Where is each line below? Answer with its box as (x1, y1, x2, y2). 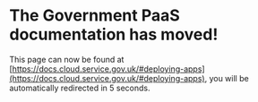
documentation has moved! (9, 24, 219, 45)
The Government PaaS (9, 5, 181, 26)
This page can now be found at (9, 54, 125, 64)
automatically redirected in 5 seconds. (9, 82, 150, 93)
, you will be (204, 72, 249, 83)
